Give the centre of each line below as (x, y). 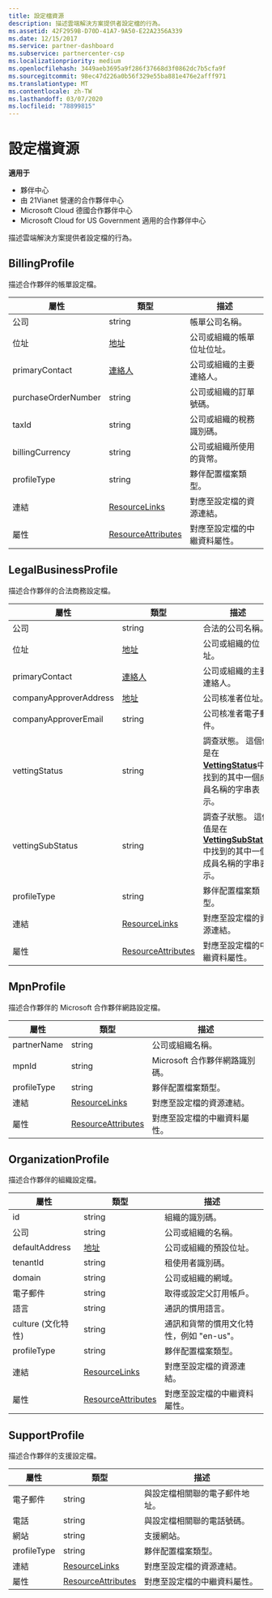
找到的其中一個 (232, 777)
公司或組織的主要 (222, 364)
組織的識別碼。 (193, 1218)
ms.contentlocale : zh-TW (50, 91)
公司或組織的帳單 (222, 337)
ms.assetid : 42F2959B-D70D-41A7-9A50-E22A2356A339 (96, 31)
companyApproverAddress (64, 698)
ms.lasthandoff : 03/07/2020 (56, 99)
